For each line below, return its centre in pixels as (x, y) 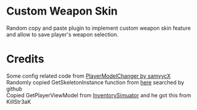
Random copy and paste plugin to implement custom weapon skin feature (98, 28)
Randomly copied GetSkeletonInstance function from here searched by (95, 82)
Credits (25, 59)
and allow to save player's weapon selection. (62, 34)
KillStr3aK (19, 101)
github (14, 89)
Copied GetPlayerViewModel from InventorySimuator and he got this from (99, 95)
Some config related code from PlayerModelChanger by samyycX (88, 76)
